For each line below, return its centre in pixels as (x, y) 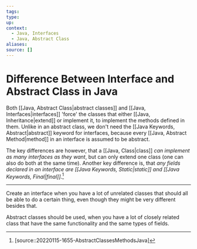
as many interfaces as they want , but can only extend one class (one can (95, 157)
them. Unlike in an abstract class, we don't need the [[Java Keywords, (90, 127)
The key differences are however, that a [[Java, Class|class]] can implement (98, 150)
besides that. (22, 206)
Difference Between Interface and (90, 79)
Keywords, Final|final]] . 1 (35, 176)
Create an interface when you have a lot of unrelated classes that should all (97, 193)
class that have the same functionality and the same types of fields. (88, 224)
